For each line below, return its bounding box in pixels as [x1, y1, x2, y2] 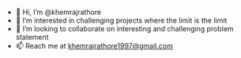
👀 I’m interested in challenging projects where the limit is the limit [15, 16, 228, 25]
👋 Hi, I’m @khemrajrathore [15, 8, 102, 16]
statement [15, 32, 49, 42]
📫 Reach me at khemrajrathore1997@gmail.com [15, 42, 174, 50]
